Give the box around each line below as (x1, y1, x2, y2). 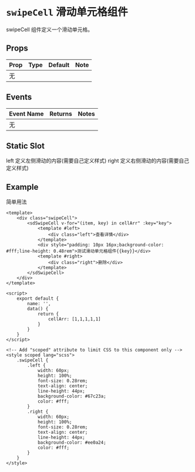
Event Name (9, 109, 44, 118)
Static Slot (6, 140, 45, 150)
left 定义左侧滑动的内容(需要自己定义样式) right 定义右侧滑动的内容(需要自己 (6, 157, 190, 165)
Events (6, 92, 32, 102)
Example (6, 182, 39, 192)
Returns (49, 109, 72, 118)
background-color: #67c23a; (37, 393, 107, 400)
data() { (27, 306, 49, 312)
